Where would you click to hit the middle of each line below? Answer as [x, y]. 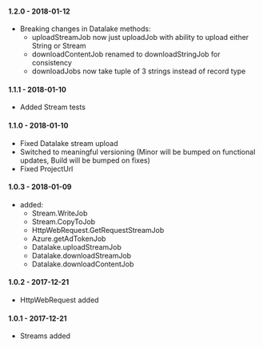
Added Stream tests [53, 107]
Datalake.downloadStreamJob [82, 255]
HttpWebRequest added [59, 300]
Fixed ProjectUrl [46, 168]
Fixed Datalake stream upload [69, 143]
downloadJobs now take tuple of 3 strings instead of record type [139, 71]
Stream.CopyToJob [64, 221]
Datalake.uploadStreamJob [77, 246]
